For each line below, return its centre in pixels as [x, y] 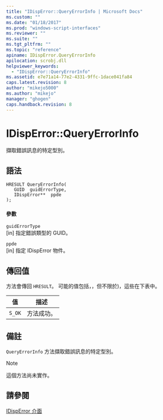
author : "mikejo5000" [33, 88]
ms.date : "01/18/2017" [34, 22]
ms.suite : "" [22, 39]
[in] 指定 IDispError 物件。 [37, 251]
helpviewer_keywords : [33, 66]
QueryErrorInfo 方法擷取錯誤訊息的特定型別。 [61, 352]
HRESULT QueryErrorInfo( [36, 185]
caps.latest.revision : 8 [36, 83]
